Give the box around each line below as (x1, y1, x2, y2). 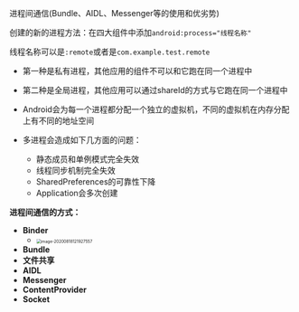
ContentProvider (22, 284, 88, 295)
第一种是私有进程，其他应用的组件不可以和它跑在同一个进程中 (22, 66, 253, 76)
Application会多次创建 (35, 188, 118, 198)
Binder (22, 225, 49, 235)
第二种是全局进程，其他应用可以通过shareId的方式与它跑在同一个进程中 (22, 85, 288, 95)
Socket (22, 294, 51, 305)
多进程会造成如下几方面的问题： (22, 135, 142, 145)
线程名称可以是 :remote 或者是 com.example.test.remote (9, 46, 210, 57)
